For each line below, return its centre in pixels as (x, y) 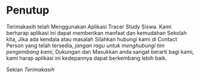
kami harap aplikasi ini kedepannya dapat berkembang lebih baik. (87, 58)
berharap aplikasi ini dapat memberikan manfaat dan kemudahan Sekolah (96, 32)
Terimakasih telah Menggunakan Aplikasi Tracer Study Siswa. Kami (89, 27)
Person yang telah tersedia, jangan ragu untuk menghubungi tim (86, 45)
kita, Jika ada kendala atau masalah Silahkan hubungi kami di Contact (92, 39)
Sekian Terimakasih (30, 69)
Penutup (28, 10)
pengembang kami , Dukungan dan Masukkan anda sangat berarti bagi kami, (100, 51)
